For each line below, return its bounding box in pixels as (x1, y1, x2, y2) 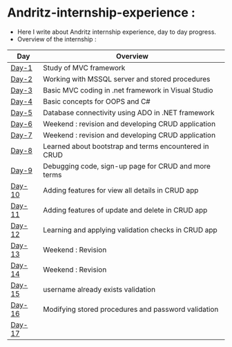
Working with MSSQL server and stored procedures (43, 74, 211, 83)
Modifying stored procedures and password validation (43, 304, 219, 314)
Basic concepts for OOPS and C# (43, 97, 151, 106)
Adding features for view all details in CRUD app (43, 185, 199, 195)
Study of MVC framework (43, 63, 126, 72)
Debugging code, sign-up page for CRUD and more (43, 161, 211, 170)
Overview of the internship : (17, 34, 97, 43)
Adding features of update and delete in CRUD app (43, 205, 208, 215)
